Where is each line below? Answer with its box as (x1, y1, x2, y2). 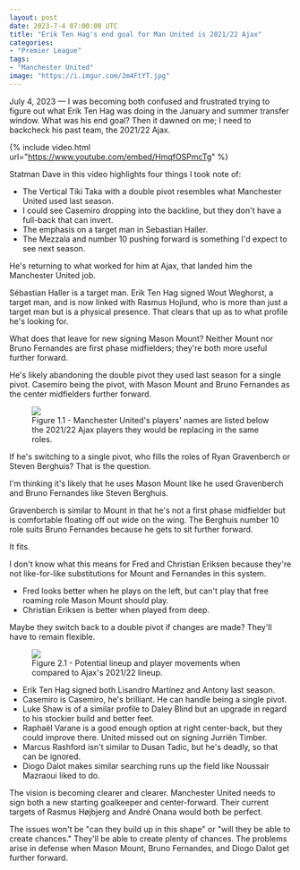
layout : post (9, 13, 58, 22)
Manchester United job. (9, 269, 97, 280)
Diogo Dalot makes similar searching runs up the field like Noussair (21, 760, 270, 771)
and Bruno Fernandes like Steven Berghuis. (9, 487, 168, 498)
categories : (9, 38, 54, 47)
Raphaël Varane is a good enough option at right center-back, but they (21, 722, 283, 733)
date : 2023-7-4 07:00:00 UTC (9, 21, 118, 30)
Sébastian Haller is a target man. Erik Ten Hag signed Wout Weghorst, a (9, 287, 274, 298)
